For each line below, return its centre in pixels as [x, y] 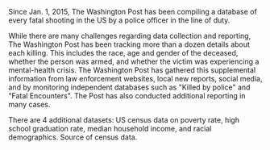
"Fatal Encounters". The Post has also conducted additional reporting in [127, 96]
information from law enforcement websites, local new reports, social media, [135, 79]
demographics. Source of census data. [73, 137]
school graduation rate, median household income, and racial [110, 129]
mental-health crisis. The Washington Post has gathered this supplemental [132, 70]
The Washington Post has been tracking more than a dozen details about [129, 44]
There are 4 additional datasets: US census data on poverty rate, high [124, 120]
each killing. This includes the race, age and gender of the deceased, [123, 53]
